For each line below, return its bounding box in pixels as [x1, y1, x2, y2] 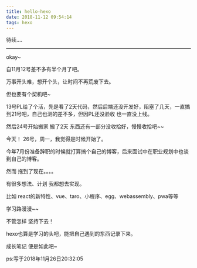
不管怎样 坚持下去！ [6, 218, 54, 225]
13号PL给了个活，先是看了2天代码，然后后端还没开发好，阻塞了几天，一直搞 [6, 103, 191, 110]
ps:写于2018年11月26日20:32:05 [6, 255, 84, 262]
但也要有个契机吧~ [6, 91, 51, 98]
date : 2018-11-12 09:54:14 [6, 14, 72, 20]
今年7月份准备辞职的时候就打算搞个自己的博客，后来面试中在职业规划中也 [6, 148, 184, 155]
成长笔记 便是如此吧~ [6, 243, 57, 250]
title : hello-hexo [6, 8, 51, 15]
